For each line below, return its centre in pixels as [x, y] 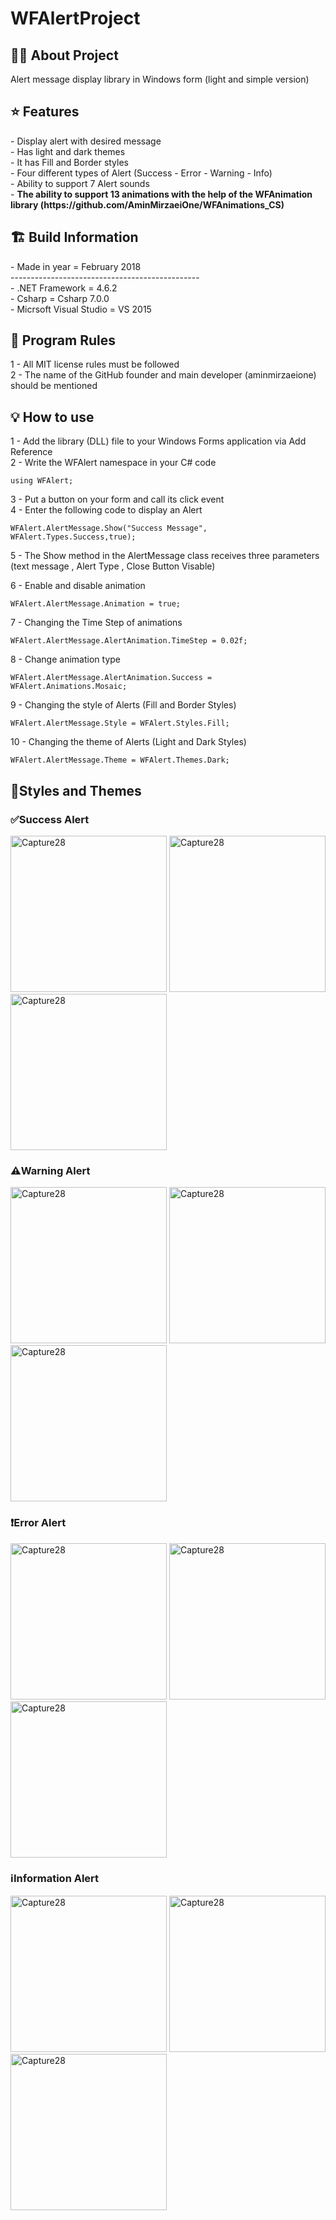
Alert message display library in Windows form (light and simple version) [160, 79]
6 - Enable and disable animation [78, 586]
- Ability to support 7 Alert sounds [80, 183]
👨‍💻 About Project [64, 55]
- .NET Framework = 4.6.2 [64, 288]
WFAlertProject [75, 18]
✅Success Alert [50, 819]
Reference [31, 452]
